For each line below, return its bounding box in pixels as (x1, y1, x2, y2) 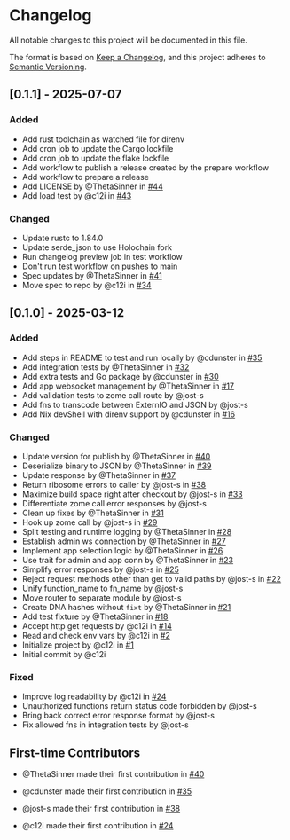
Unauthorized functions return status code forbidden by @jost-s (21, 701, 257, 711)
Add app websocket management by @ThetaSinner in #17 (21, 381, 235, 391)
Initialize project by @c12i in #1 (21, 640, 135, 650)
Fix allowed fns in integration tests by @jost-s (21, 719, 189, 730)
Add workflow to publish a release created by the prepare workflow (21, 161, 269, 173)
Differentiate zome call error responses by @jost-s (21, 498, 207, 508)
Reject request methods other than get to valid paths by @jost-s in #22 (21, 573, 282, 584)
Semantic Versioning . (9, 61, 87, 72)
